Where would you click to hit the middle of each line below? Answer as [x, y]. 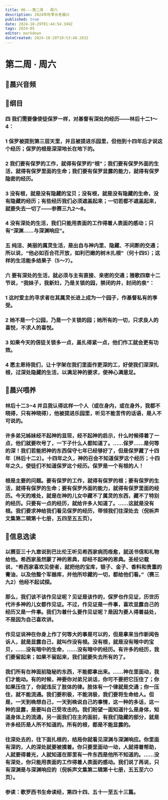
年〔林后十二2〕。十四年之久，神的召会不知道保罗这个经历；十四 [82, 458]
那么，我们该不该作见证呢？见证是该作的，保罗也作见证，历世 [80, 597]
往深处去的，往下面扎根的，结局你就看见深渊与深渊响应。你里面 [82, 740]
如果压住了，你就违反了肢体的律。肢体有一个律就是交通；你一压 [82, 687]
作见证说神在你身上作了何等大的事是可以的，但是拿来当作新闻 [80, 634]
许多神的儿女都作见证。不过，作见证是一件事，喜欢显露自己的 [85, 605]
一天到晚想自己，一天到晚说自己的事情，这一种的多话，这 [85, 702]
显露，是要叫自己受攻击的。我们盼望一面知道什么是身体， [85, 710]
